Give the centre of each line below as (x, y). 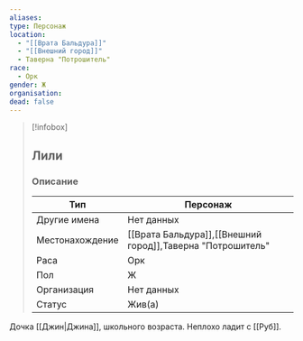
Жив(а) (143, 305)
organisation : (36, 93)
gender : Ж (28, 85)
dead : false (32, 101)
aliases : (26, 18)
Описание (55, 181)
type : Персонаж (38, 26)
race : (19, 69)
